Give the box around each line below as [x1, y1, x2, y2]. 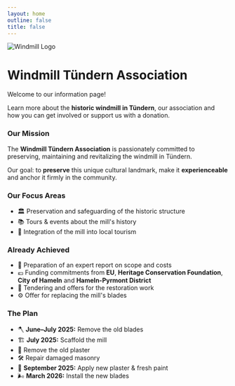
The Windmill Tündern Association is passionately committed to [7, 144, 195, 153]
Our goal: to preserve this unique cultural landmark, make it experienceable [7, 165, 228, 174]
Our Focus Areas [7, 191, 66, 200]
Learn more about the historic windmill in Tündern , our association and [7, 104, 215, 112]
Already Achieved [7, 244, 70, 254]
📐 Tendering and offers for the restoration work [17, 284, 154, 292]
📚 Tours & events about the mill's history [17, 217, 137, 226]
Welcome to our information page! [7, 90, 107, 99]
